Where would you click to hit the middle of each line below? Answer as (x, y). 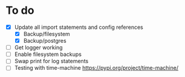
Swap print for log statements (51, 61)
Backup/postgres (45, 41)
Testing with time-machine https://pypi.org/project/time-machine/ (96, 68)
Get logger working (38, 48)
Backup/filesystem (47, 34)
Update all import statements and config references (79, 27)
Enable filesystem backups (48, 54)
